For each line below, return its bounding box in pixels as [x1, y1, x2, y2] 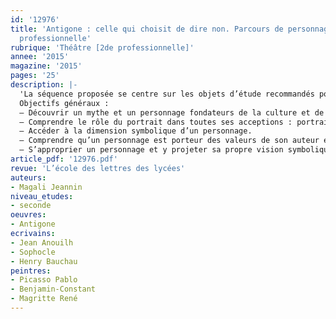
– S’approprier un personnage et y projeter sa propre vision [19, 145, 284, 155]
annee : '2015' [10, 52, 70, 62]
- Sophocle [10, 247, 56, 257]
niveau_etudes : [10, 191, 74, 201]
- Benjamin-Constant [10, 284, 97, 295]
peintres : [10, 266, 52, 276]
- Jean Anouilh [10, 237, 74, 248]
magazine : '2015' [10, 61, 83, 71]
